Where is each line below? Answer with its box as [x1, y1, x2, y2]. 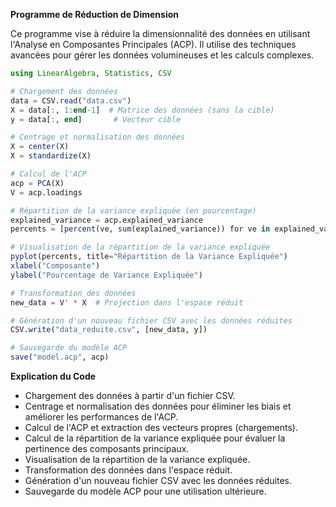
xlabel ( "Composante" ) [10, 261, 101, 271]
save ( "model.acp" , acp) [10, 352, 110, 363]
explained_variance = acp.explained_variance [10, 215, 203, 225]
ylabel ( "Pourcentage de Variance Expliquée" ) [10, 270, 203, 280]
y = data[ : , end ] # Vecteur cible [10, 114, 182, 124]
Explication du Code [10, 370, 97, 382]
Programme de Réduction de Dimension [10, 9, 180, 20]
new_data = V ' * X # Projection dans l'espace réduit [10, 297, 244, 308]
